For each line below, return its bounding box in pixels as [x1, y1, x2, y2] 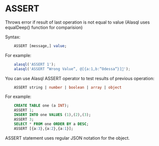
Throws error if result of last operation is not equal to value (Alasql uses [5, 19, 150, 25]
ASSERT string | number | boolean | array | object [14, 85, 122, 90]
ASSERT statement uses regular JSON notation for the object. [5, 135, 130, 141]
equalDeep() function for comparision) [5, 24, 83, 30]
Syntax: [5, 34, 21, 40]
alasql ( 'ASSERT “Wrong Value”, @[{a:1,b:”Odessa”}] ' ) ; [14, 66, 131, 71]
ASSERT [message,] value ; [14, 43, 67, 48]
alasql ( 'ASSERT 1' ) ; [14, 62, 56, 67]
